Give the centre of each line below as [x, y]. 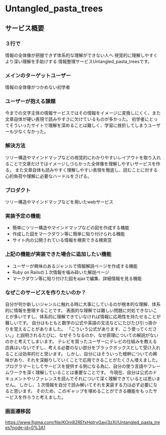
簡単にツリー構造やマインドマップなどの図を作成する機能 [71, 228]
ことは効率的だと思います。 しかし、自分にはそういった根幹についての [81, 354]
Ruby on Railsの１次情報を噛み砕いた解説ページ [61, 272]
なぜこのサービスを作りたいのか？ [46, 292]
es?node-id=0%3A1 [25, 428]
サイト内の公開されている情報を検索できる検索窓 [62, 240]
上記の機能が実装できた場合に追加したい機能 [58, 254]
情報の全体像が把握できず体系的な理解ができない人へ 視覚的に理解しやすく [82, 55]
